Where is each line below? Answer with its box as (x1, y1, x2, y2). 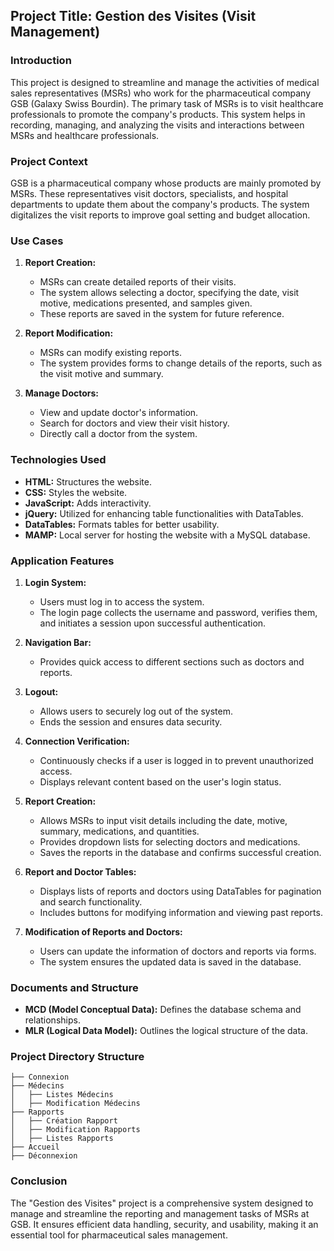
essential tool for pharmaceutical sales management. (10, 1229, 228, 1241)
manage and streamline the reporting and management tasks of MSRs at (10, 1207, 310, 1219)
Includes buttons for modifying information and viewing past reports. (39, 906, 323, 918)
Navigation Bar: (24, 636, 92, 648)
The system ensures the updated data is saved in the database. (39, 955, 302, 968)
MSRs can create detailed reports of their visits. (39, 276, 237, 288)
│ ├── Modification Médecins (10, 1099, 141, 1109)
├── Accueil (10, 1142, 60, 1153)
